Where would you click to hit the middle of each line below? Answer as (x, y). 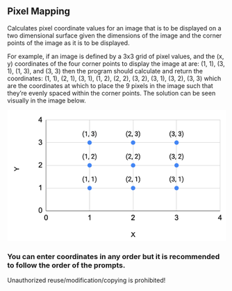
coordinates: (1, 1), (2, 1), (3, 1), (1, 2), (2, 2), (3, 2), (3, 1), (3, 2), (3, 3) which (114, 78)
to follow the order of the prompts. (66, 265)
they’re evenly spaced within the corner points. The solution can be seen (111, 93)
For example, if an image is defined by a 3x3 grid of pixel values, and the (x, (116, 56)
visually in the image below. (47, 100)
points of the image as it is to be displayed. (68, 43)
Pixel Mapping (39, 11)
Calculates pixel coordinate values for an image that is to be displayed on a (114, 28)
